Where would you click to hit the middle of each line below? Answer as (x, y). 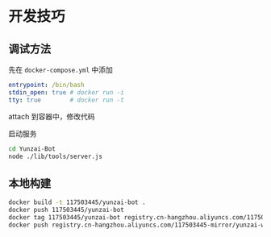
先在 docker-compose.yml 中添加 (60, 70)
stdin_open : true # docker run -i (67, 92)
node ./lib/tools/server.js (56, 156)
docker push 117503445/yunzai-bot (67, 210)
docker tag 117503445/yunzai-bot (65, 217)
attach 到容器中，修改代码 (52, 116)
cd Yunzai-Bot (32, 149)
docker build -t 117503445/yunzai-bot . (77, 202)
